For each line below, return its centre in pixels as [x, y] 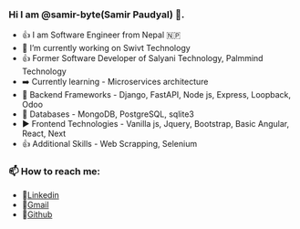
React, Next [44, 134]
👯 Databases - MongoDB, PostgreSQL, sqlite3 [108, 114]
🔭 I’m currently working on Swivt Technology [106, 48]
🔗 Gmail [35, 204]
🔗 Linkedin [41, 194]
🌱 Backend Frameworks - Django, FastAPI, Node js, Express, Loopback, [156, 95]
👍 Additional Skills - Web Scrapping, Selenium [109, 144]
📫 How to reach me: [55, 172]
